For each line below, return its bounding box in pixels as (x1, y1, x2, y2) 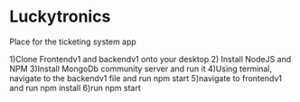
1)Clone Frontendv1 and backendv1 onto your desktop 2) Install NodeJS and (9, 53, 292, 64)
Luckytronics (9, 6, 111, 27)
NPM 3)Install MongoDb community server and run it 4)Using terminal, (9, 63, 273, 74)
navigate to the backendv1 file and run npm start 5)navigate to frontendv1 (9, 72, 283, 83)
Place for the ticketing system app (9, 36, 137, 47)
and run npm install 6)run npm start (9, 82, 142, 93)
